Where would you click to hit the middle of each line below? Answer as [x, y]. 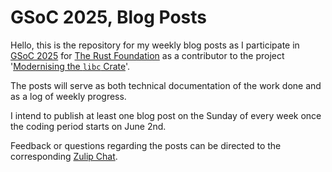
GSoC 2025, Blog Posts [109, 17]
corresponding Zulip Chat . [64, 156]
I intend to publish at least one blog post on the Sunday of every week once [166, 115]
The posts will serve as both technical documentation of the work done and [166, 85]
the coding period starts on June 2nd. [88, 126]
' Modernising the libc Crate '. [70, 66]
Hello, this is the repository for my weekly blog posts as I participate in [155, 45]
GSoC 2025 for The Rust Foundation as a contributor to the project [147, 55]
